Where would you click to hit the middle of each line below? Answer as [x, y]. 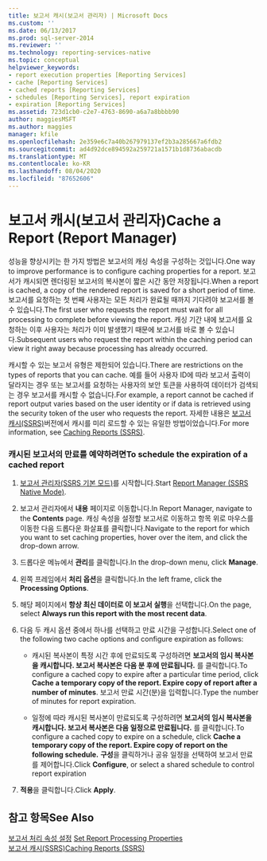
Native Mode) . [43, 492]
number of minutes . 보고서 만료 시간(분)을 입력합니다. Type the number [145, 692]
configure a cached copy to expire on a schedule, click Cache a [136, 737]
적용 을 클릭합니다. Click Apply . [68, 790]
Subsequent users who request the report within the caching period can [134, 339]
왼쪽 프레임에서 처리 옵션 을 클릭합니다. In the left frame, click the [121, 580]
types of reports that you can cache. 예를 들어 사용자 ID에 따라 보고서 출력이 [130, 375]
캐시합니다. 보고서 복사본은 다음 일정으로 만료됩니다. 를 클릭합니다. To [138, 728]
